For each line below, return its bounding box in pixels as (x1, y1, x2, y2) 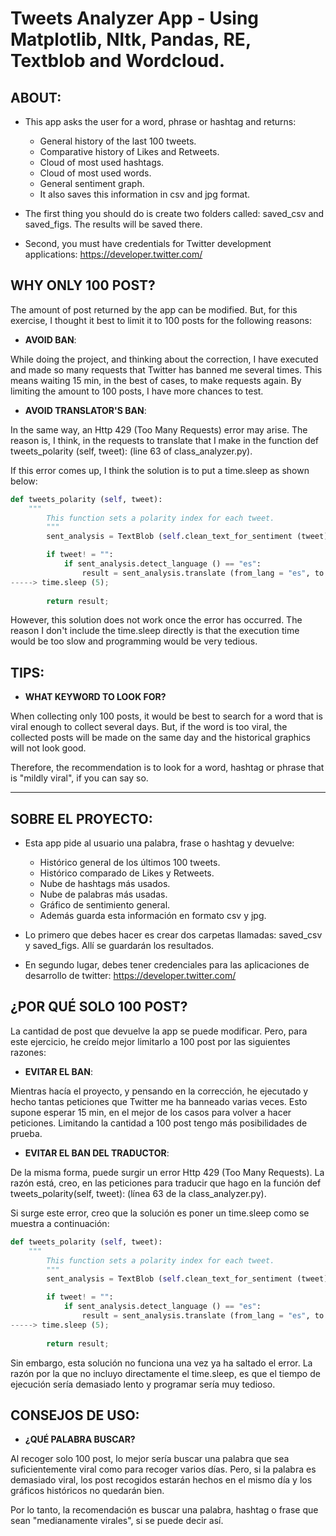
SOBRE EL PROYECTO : (10, 810, 153, 827)
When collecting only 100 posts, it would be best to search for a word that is (10, 710, 323, 722)
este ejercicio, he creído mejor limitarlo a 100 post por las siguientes (10, 1035, 291, 1047)
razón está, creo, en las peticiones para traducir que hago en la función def (10, 1177, 322, 1189)
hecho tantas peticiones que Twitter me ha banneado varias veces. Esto (10, 1095, 308, 1107)
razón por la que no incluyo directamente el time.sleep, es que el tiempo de (10, 1367, 321, 1379)
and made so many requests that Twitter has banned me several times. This (10, 363, 323, 376)
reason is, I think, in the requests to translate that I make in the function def (10, 434, 319, 446)
